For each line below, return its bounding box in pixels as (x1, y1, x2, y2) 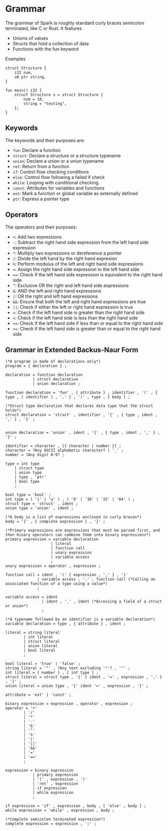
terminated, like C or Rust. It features (5, 25, 82, 31)
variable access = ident (5, 595, 58, 600)
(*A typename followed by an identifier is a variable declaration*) (5, 617, 156, 622)
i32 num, (14, 70, 33, 75)
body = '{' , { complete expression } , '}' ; (5, 519, 106, 524)
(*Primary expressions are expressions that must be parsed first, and (5, 528, 160, 533)
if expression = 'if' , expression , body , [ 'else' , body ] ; (5, 804, 146, 809)
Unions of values (12, 35, 48, 41)
